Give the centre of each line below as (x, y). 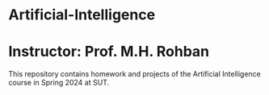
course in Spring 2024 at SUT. (59, 83)
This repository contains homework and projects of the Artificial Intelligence (134, 74)
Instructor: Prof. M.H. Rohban (109, 52)
